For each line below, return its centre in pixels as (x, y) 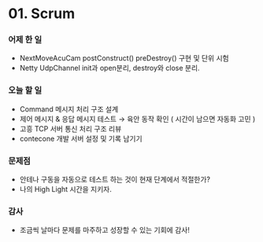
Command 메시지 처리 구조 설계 (69, 109)
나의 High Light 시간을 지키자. (66, 189)
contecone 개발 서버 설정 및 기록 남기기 (81, 138)
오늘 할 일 (25, 90)
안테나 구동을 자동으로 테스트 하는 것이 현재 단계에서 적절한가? (115, 180)
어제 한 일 (25, 40)
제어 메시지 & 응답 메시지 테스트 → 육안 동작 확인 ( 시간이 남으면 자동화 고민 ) (137, 119)
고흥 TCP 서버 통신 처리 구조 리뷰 (70, 128)
